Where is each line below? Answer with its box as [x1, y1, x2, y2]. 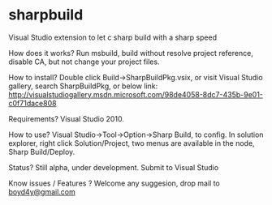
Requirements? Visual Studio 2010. [8, 113, 124, 123]
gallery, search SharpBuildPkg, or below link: [8, 81, 158, 91]
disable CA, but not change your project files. [8, 57, 160, 66]
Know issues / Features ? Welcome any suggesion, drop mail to [8, 178, 221, 188]
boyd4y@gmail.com [8, 186, 76, 196]
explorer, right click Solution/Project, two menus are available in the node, [8, 138, 255, 147]
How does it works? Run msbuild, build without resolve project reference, [8, 48, 253, 58]
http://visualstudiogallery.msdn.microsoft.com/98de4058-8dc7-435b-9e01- [8, 89, 264, 99]
